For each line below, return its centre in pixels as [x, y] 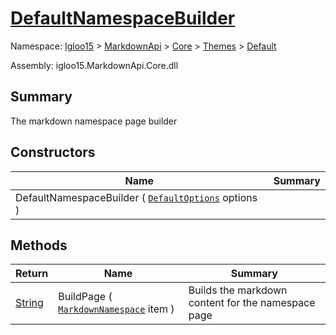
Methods [39, 245]
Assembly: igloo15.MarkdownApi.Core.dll [94, 65]
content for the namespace [252, 303]
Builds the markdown [238, 290]
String [29, 303]
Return [32, 274]
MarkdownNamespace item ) [116, 309]
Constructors [53, 152]
